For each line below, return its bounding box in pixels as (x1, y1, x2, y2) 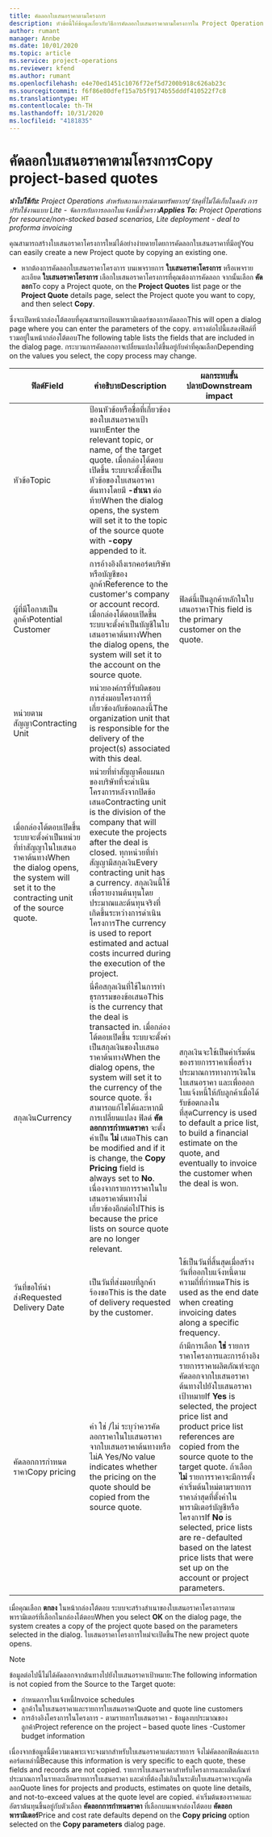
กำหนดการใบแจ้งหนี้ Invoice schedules (20, 1694, 136, 1704)
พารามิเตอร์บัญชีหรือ (178, 1501, 240, 1513)
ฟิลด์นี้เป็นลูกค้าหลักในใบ (178, 593, 254, 605)
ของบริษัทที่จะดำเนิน (89, 776, 150, 787)
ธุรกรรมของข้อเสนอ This (89, 990, 165, 1002)
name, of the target (89, 444, 162, 455)
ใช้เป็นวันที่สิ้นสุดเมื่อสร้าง (178, 1256, 255, 1267)
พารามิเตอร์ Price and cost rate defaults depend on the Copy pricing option (9, 1810, 250, 1820)
